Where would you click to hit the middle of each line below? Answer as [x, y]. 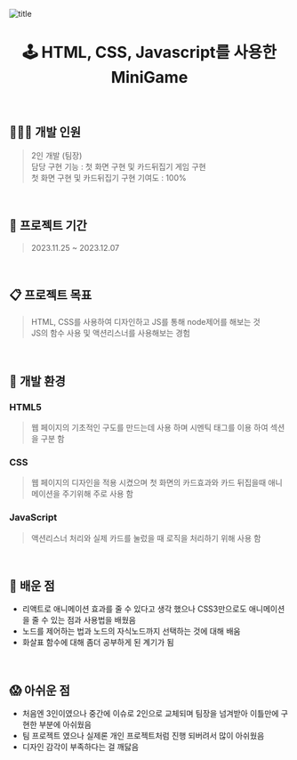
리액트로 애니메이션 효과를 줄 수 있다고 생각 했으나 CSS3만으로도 [134, 609]
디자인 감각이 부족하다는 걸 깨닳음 [80, 747]
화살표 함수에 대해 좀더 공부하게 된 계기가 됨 [98, 643]
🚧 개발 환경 [38, 381]
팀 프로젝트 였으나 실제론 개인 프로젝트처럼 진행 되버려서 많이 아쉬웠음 [143, 736]
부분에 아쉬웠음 [65, 724]
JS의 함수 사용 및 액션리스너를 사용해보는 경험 [111, 333]
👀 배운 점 [32, 586]
